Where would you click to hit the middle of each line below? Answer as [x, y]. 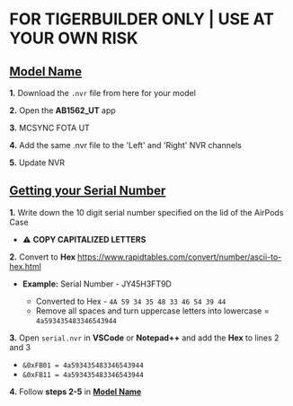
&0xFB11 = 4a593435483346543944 [83, 375]
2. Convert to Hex [43, 257]
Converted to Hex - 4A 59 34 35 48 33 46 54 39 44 [131, 301]
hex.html [26, 266]
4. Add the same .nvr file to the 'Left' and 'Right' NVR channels [126, 145]
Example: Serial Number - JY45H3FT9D [97, 284]
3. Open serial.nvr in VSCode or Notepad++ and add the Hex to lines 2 [144, 338]
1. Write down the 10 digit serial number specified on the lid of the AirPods [146, 212]
